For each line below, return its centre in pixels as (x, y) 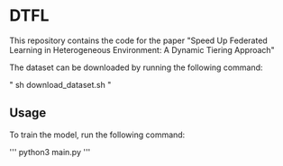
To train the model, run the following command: (97, 135)
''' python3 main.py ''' (50, 152)
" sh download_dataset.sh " (60, 84)
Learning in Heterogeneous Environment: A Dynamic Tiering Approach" (142, 49)
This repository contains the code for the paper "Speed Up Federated (138, 40)
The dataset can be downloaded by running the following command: (136, 67)
